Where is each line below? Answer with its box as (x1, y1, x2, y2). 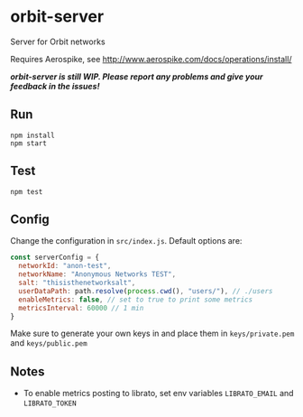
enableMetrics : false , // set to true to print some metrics (18, 295, 253, 304)
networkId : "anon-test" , (18, 262, 112, 271)
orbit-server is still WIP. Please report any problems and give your (10, 70, 264, 82)
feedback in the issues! (10, 80, 100, 91)
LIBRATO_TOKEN (23, 399, 77, 408)
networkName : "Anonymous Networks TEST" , (18, 270, 177, 279)
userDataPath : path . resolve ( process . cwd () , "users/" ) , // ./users (18, 286, 273, 295)
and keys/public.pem (10, 338, 88, 348)
